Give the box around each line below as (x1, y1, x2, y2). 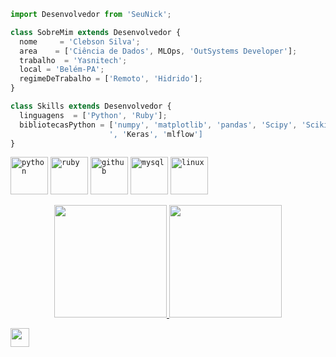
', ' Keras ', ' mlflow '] (108, 129, 203, 139)
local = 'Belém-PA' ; (19, 65, 105, 75)
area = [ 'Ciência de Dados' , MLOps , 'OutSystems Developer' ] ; (19, 46, 298, 56)
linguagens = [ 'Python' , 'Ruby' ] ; (19, 110, 168, 120)
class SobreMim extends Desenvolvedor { (10, 27, 182, 37)
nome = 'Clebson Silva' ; (19, 36, 141, 47)
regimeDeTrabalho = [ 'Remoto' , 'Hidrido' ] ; (19, 74, 203, 84)
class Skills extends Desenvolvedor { (10, 101, 172, 111)
